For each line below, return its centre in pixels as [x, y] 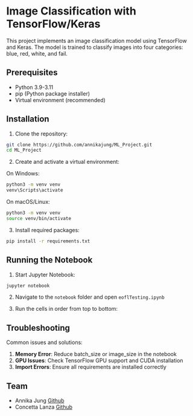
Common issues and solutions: [44, 342]
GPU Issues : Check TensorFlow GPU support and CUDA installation [99, 360]
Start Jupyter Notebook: [45, 275]
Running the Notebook [49, 260]
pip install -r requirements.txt [48, 241]
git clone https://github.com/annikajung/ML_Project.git [79, 145]
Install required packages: [47, 230]
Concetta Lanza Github [44, 407]
